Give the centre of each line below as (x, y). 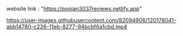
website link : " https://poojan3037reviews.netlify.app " (74, 9)
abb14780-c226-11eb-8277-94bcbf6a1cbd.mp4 (67, 27)
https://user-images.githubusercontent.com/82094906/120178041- (91, 20)
